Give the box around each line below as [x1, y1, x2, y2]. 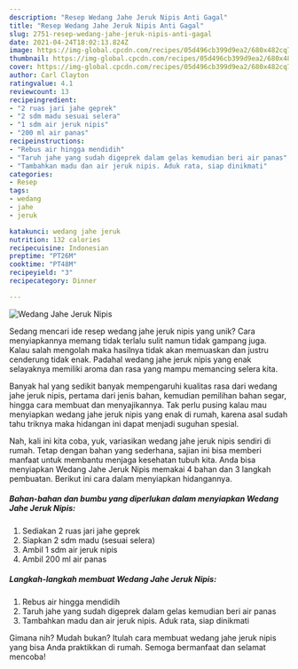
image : [9, 46, 34, 55]
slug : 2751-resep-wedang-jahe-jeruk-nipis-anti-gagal [9, 29, 213, 38]
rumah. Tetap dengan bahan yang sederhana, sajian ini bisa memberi [9, 445, 262, 455]
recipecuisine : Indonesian [9, 243, 109, 253]
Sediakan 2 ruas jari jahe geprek [21, 525, 140, 536]
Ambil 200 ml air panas [21, 554, 107, 564]
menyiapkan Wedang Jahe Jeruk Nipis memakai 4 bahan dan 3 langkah [9, 463, 271, 475]
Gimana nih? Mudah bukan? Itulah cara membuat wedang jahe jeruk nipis [9, 632, 277, 643]
